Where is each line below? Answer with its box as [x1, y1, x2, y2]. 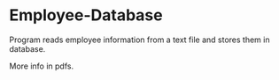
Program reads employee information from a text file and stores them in [9, 34, 270, 45]
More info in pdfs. [9, 61, 74, 71]
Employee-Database [9, 5, 163, 25]
